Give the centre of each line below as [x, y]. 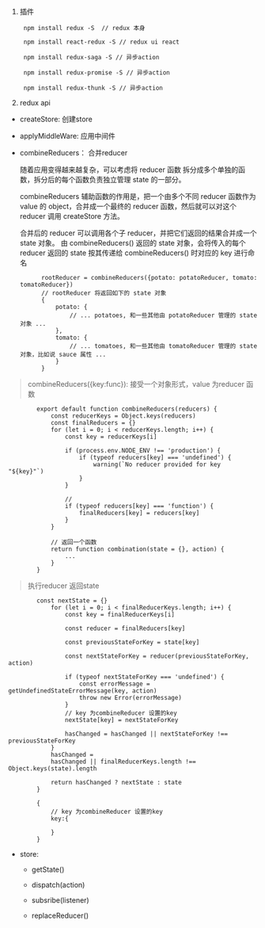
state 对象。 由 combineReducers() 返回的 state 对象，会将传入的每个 [133, 243]
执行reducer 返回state [63, 586]
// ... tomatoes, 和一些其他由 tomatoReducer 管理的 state [164, 346]
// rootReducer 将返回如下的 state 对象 [104, 293]
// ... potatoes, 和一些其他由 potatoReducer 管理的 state [164, 315]
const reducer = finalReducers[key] [125, 628]
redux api [35, 103]
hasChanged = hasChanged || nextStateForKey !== [146, 734]
